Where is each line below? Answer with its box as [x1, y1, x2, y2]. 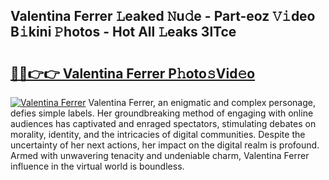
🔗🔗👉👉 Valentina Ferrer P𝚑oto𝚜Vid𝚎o [10, 65, 256, 82]
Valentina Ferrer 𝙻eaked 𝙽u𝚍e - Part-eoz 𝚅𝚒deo [10, 8, 316, 25]
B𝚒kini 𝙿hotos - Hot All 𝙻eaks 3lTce [10, 24, 237, 41]
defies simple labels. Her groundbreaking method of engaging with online [10, 107, 314, 119]
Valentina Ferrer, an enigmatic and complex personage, [88, 97, 316, 108]
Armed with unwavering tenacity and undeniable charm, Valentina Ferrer [10, 150, 310, 161]
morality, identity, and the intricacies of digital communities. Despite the [10, 129, 306, 140]
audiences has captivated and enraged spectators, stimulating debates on [10, 118, 317, 129]
